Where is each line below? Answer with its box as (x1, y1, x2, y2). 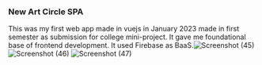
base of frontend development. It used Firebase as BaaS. (8, 41, 194, 50)
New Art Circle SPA (8, 6, 84, 17)
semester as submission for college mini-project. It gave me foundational (8, 32, 247, 42)
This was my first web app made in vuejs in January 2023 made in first (8, 24, 240, 34)
